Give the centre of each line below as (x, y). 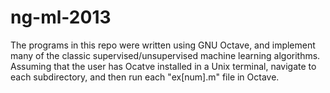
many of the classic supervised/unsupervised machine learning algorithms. (165, 55)
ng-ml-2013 (61, 17)
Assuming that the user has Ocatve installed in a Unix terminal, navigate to (163, 66)
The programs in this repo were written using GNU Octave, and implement (163, 45)
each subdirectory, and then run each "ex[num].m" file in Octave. (145, 77)
